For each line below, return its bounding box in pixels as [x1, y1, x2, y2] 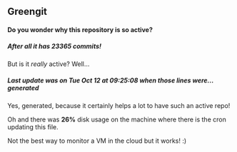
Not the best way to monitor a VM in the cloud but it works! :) [7, 136, 187, 145]
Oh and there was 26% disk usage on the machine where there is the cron [7, 115, 226, 124]
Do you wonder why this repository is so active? [7, 25, 153, 34]
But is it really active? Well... [7, 60, 90, 68]
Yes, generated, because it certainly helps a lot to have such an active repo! [7, 101, 231, 109]
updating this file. [7, 122, 59, 131]
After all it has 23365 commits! [7, 42, 102, 50]
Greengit [7, 6, 48, 18]
